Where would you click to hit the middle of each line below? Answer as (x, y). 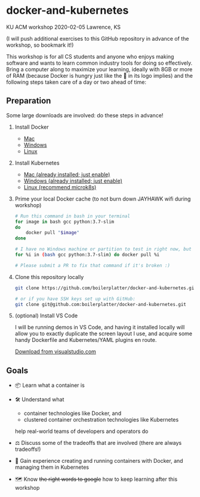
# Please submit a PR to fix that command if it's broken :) (93, 265)
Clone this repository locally (49, 277)
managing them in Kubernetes (52, 467)
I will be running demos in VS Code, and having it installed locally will (100, 328)
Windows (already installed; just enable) (73, 181)
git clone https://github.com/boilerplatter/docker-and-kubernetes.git (106, 288)
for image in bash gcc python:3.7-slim (64, 222)
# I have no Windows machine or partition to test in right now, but (103, 249)
